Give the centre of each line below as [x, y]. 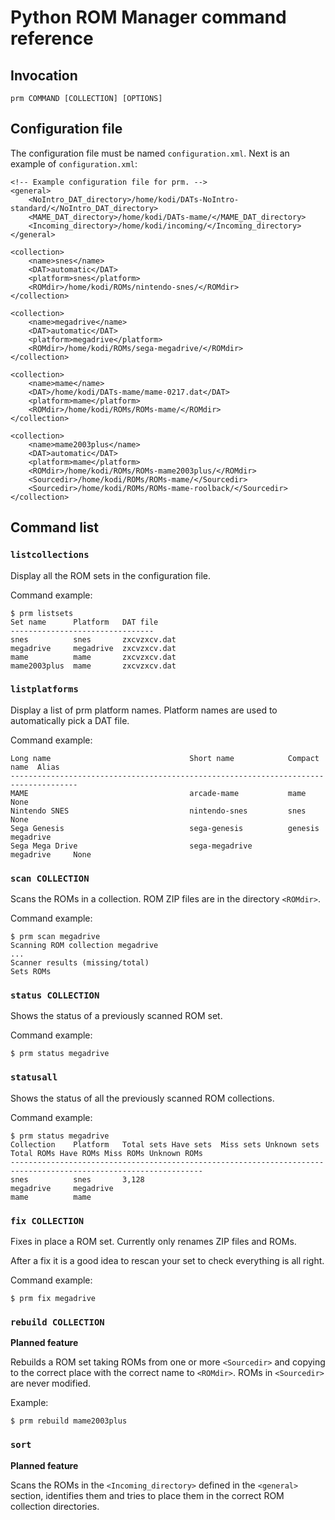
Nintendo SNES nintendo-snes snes [158, 811]
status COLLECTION [55, 995]
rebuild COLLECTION [57, 1322]
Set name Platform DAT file [84, 622]
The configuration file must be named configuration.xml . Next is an [150, 153]
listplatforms [44, 689]
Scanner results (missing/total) [80, 963]
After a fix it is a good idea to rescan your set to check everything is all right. [167, 1260]
